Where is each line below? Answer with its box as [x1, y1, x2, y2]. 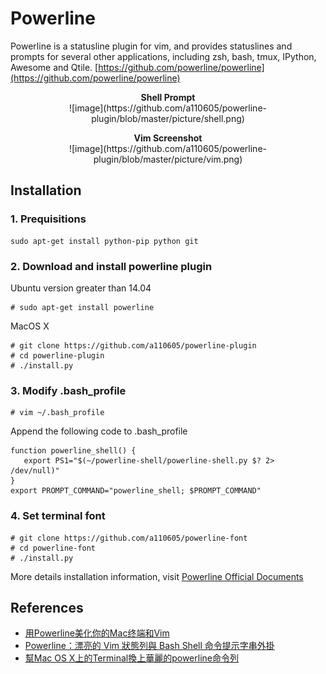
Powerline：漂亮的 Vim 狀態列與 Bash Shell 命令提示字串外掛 [24, 640, 275, 652]
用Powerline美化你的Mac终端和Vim [24, 627, 170, 639]
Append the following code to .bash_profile [10, 425, 188, 437]
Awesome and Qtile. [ [10, 61, 99, 73]
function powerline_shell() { [10, 446, 137, 456]
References [10, 599, 84, 616]
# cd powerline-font [10, 543, 97, 553]
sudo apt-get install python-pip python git [10, 236, 199, 246]
